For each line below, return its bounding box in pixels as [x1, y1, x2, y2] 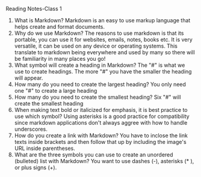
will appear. [14, 75, 43, 81]
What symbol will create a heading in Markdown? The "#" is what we [14, 61, 185, 69]
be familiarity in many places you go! [14, 55, 106, 62]
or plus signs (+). [14, 164, 57, 171]
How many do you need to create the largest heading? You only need [14, 81, 186, 88]
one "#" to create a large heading [14, 87, 97, 94]
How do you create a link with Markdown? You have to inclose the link [14, 132, 188, 139]
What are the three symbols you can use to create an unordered [14, 151, 173, 158]
